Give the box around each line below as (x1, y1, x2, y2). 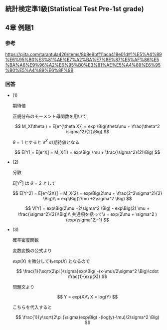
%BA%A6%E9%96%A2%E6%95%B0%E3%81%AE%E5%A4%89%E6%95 (5, 62, 161, 68)
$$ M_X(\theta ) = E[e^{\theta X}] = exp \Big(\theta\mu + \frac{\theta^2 (14, 123, 161, 129)
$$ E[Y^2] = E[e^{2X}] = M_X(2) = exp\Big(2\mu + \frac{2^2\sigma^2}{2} (12, 190, 163, 196)
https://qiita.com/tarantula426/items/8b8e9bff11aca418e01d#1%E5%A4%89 (5, 52, 162, 58)
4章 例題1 (5, 23, 34, 32)
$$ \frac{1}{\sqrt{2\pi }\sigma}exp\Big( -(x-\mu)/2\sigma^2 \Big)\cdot (16, 268, 159, 274)
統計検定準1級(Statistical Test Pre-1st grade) (5, 5, 144, 14)
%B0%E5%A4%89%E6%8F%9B (5, 67, 74, 74)
